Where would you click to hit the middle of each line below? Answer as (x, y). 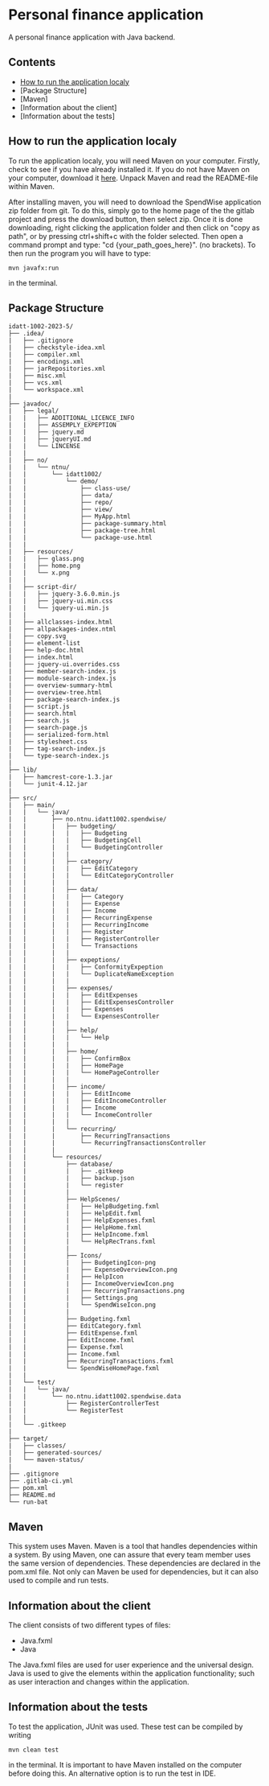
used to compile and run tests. (59, 1580)
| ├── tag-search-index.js (57, 749)
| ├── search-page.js (48, 728)
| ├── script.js (39, 707)
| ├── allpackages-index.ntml (62, 629)
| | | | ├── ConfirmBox (69, 1059)
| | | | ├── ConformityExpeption (86, 967)
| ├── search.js (39, 721)
